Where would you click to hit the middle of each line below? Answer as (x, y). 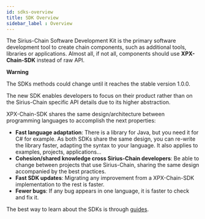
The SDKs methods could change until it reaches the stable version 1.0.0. (99, 84)
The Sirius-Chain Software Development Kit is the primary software (91, 41)
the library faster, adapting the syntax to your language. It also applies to (106, 146)
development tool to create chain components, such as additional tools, (96, 47)
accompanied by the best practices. (61, 171)
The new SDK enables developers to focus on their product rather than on (99, 96)
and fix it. (27, 198)
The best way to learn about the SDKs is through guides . (77, 209)
